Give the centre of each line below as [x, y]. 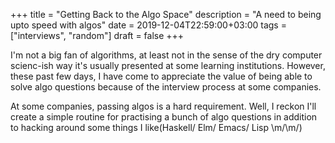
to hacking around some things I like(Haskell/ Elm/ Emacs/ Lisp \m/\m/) [156, 127]
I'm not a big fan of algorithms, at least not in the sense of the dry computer [166, 55]
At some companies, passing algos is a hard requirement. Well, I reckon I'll [163, 106]
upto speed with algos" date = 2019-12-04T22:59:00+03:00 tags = [148, 25]
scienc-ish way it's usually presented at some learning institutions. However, [168, 65]
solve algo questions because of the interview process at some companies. [166, 87]
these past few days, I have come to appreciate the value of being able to [161, 76]
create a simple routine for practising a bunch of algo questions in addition [164, 117]
